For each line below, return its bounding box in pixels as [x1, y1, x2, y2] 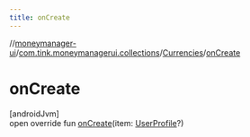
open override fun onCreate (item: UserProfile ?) [9, 117, 184, 128]
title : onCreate [9, 13, 70, 22]
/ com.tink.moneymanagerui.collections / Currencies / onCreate [15, 47, 241, 58]
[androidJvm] [9, 108, 60, 119]
